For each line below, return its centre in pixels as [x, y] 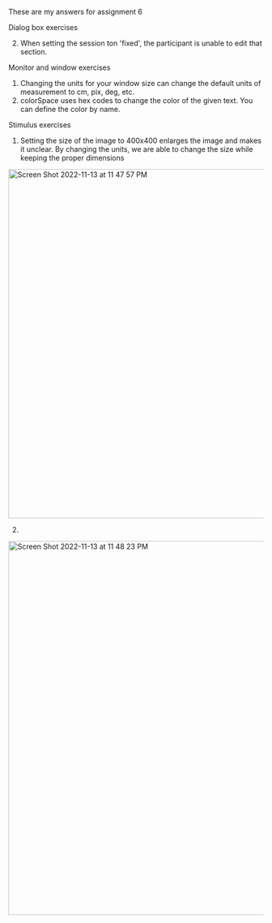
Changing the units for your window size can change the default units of [140, 83]
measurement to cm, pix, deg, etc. [77, 92]
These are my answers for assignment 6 [76, 12]
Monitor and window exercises [59, 67]
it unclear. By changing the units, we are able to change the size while [136, 149]
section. [34, 52]
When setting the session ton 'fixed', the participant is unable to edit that [141, 43]
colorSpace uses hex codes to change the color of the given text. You [136, 100]
